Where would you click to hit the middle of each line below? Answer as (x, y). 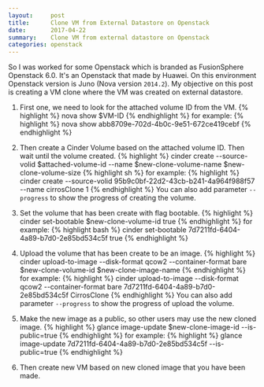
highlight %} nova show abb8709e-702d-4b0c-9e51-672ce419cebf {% (135, 124)
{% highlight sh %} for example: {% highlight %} (161, 173)
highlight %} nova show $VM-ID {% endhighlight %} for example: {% (132, 116)
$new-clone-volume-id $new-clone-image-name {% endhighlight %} (132, 270)
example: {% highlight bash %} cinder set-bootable (103, 230)
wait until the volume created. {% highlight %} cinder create (117, 156)
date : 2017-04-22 (47, 30)
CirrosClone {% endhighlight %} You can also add (151, 295)
